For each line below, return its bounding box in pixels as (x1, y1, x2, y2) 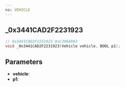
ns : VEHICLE (5, 7, 30, 12)
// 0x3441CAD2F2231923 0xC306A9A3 (5, 39, 78, 44)
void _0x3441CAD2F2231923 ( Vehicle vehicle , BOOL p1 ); (5, 43, 121, 49)
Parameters (5, 57, 43, 66)
